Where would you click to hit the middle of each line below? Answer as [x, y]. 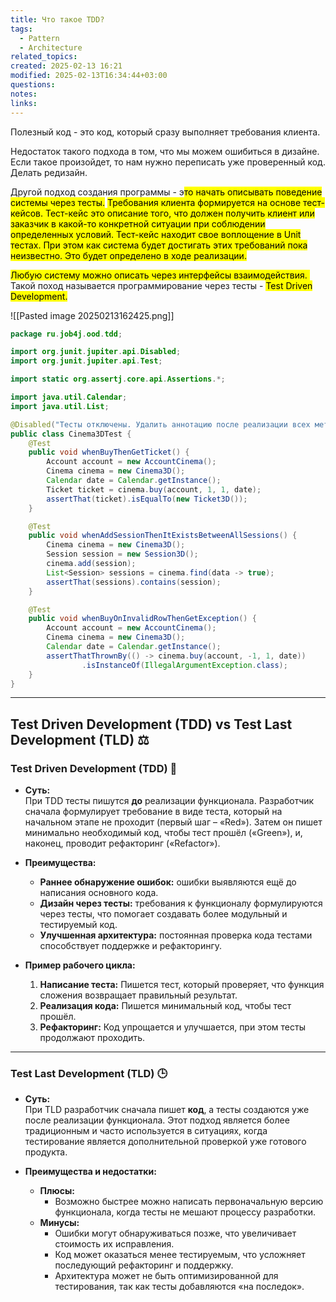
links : [24, 103]
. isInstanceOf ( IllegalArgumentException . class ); [184, 665]
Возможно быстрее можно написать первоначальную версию [189, 1202]
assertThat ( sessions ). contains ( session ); [134, 582]
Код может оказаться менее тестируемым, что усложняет [180, 1255]
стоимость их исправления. [114, 1244]
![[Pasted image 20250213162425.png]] [92, 315]
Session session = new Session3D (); [122, 554]
